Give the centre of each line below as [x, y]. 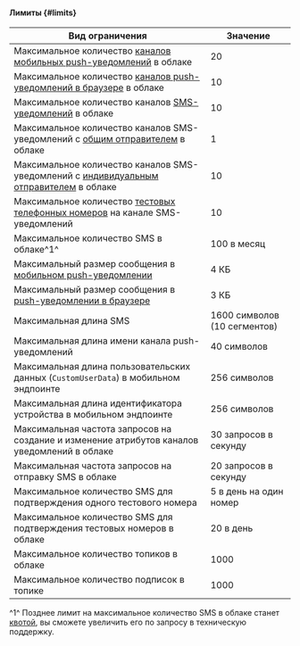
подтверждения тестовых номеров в [94, 528]
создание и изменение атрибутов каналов [106, 440]
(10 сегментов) [244, 327]
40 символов [239, 346]
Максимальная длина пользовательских [102, 367]
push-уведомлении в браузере [82, 301]
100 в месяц [238, 244]
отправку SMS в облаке [66, 477]
